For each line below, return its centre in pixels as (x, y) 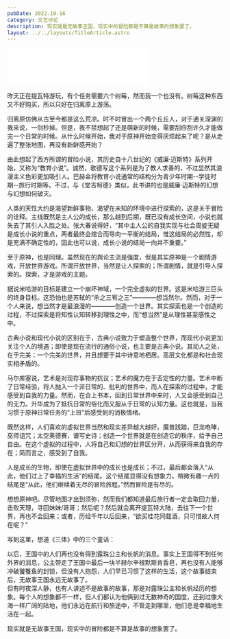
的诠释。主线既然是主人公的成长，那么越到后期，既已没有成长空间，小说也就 (115, 217)
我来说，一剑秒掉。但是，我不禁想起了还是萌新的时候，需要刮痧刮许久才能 (112, 128)
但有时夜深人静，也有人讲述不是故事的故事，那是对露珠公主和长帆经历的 (109, 588)
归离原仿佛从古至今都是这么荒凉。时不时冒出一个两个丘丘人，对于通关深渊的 (115, 119)
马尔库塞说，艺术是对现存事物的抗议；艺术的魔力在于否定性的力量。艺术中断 (115, 378)
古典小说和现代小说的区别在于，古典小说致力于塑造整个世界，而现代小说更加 (115, 338)
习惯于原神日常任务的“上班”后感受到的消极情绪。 (76, 413)
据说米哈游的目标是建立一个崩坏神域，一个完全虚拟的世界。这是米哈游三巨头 (115, 289)
